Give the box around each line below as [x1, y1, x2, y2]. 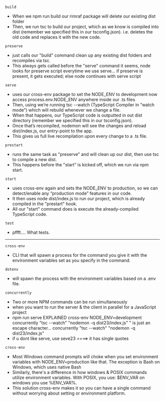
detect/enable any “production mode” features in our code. [12, 190, 132, 196]
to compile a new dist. [12, 156, 57, 162]
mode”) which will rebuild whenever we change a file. [12, 107, 121, 113]
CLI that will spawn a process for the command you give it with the [12, 252, 147, 258]
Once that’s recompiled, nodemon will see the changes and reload [12, 123, 146, 128]
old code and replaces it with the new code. [12, 34, 101, 40]
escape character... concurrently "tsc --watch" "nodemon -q [12, 325, 136, 331]
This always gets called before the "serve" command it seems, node [12, 63, 151, 68]
